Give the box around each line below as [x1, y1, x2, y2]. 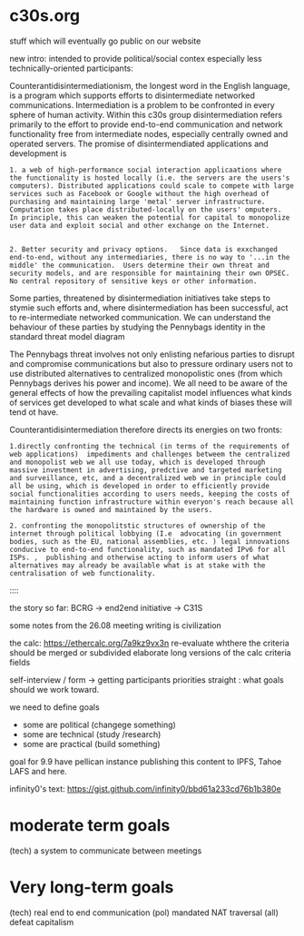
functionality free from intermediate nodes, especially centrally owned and [9, 128, 289, 139]
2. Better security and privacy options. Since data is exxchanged [9, 244, 279, 254]
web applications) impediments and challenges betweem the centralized [9, 449, 290, 458]
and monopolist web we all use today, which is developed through [9, 458, 266, 467]
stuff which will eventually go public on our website [9, 35, 201, 46]
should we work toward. [9, 684, 100, 695]
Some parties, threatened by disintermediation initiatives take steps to [9, 292, 270, 303]
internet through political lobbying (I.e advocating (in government [9, 528, 282, 538]
